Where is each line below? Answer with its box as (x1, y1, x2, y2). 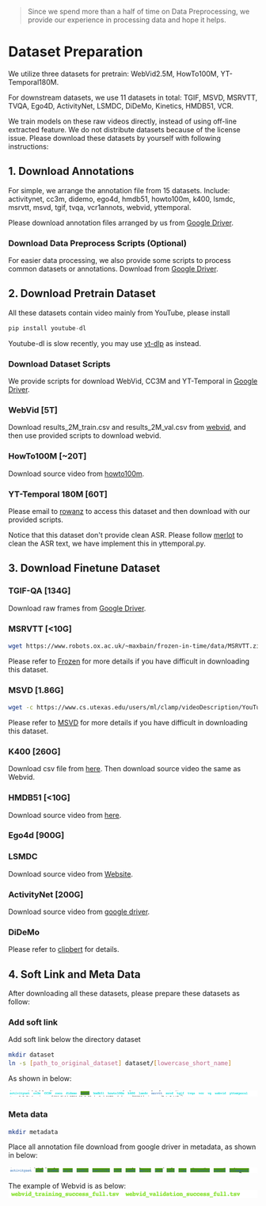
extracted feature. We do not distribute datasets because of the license (8, 124, 241, 134)
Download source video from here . (8, 810, 122, 820)
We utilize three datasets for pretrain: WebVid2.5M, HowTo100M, (8, 69, 219, 78)
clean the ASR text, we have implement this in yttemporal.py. (8, 538, 206, 548)
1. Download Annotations (8, 165, 135, 178)
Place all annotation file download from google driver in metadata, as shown (8, 1142, 256, 1151)
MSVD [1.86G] (8, 684, 64, 695)
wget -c (8, 704, 34, 712)
